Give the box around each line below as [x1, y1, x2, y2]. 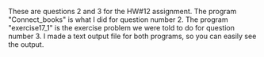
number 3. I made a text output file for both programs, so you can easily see [8, 31, 257, 41]
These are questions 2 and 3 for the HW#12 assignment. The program [8, 7, 237, 16]
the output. [8, 40, 44, 49]
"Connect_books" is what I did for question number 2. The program [8, 15, 228, 24]
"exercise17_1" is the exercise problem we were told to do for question [8, 23, 235, 32]
